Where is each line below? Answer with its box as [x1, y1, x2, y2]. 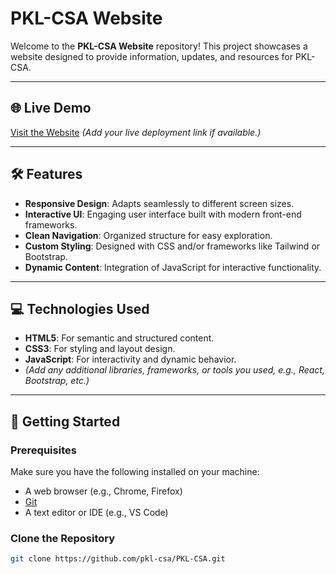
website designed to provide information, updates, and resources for [10, 50, 293, 62]
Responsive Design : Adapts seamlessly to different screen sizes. [24, 197, 295, 209]
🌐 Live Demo [10, 100, 92, 117]
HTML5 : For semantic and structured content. [24, 332, 215, 344]
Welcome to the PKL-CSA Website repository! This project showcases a [10, 40, 308, 52]
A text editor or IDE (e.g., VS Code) [24, 507, 169, 519]
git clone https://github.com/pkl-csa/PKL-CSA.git [10, 554, 226, 564]
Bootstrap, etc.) [24, 375, 90, 387]
